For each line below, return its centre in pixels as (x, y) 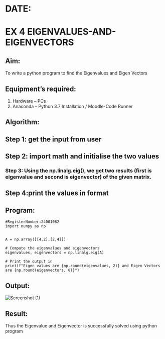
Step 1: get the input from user (53, 139)
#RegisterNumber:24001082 (32, 222)
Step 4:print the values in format (57, 193)
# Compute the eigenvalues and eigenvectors (52, 248)
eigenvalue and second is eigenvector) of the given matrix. (78, 177)
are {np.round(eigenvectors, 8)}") (42, 270)
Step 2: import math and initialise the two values (82, 156)
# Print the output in (29, 262)
